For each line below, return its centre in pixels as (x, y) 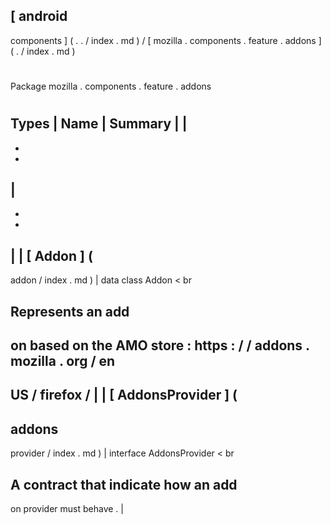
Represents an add (70, 311)
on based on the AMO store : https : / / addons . (160, 345)
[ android (39, 16)
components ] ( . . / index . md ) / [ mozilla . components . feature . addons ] (166, 40)
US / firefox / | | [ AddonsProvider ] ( (124, 395)
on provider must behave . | (67, 509)
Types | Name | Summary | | (99, 124)
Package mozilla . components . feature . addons (111, 86)
